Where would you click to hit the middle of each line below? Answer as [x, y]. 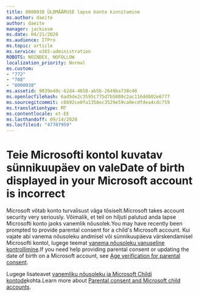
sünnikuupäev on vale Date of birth [96, 168]
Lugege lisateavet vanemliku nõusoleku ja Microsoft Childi [79, 274]
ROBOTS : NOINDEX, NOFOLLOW [40, 57]
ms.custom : [20, 68]
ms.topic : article [30, 46]
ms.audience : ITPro [31, 40]
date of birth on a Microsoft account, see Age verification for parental [93, 256]
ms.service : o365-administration [49, 52]
